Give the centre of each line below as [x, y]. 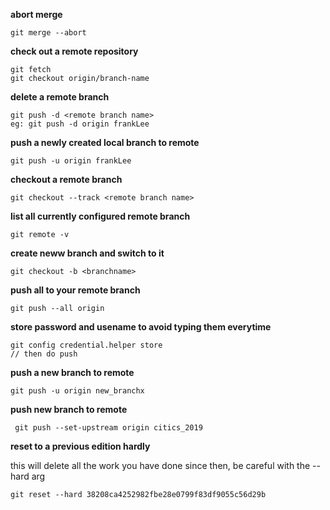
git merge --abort [48, 33]
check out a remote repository [74, 51]
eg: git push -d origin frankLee [80, 124]
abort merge [36, 14]
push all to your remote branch [75, 290]
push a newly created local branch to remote [105, 142]
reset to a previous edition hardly [80, 446]
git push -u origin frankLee [71, 161]
